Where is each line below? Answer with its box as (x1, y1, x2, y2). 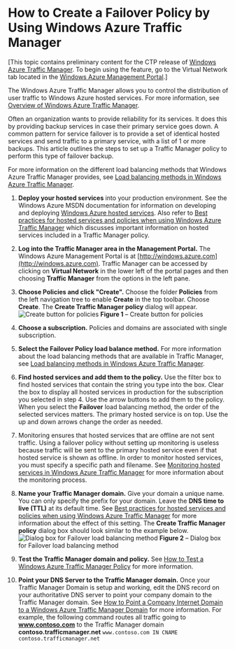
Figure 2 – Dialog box (159, 534, 221, 542)
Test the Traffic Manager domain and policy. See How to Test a (17, 555, 204, 563)
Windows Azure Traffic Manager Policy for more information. (17, 562, 194, 571)
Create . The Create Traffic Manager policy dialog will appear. (17, 302, 198, 311)
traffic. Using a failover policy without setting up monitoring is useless (17, 438, 220, 447)
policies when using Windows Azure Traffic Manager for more (17, 511, 197, 520)
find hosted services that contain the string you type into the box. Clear (17, 380, 224, 389)
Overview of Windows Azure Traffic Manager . (8, 101, 140, 109)
